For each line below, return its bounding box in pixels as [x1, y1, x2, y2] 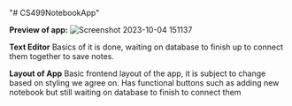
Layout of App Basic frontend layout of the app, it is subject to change [9, 68, 266, 79]
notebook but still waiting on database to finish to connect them [9, 87, 242, 97]
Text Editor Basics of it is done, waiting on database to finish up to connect [9, 42, 283, 52]
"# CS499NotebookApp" [9, 8, 100, 18]
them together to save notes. [9, 51, 115, 61]
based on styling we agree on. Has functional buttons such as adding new [9, 78, 280, 87]
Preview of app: [9, 25, 68, 34]
